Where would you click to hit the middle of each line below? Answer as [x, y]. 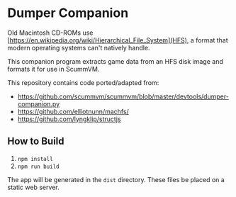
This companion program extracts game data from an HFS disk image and [115, 61]
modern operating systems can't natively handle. [79, 47]
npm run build [38, 167]
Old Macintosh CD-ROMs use [50, 33]
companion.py [39, 103]
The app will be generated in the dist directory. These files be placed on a [116, 179]
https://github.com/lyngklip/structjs [69, 119]
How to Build [36, 141]
